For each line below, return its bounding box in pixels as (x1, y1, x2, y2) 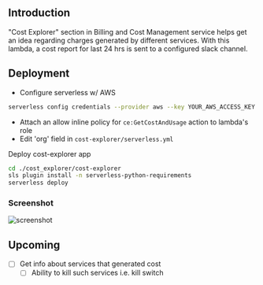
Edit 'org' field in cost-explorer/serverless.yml (19, 134, 174, 143)
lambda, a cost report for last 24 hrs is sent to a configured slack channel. (8, 43, 248, 54)
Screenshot (8, 198, 54, 209)
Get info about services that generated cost (19, 259, 161, 268)
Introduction (8, 6, 71, 20)
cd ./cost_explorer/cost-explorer (8, 165, 122, 172)
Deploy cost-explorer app (8, 149, 91, 158)
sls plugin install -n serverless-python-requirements (8, 172, 192, 180)
